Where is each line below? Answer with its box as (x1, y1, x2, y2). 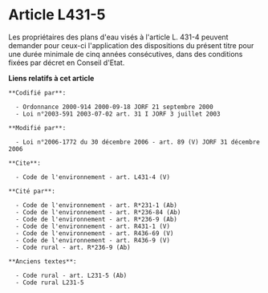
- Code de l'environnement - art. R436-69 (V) (15, 229, 174, 238)
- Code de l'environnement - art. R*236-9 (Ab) (15, 215, 178, 223)
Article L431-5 (8, 6, 106, 24)
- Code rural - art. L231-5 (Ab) (15, 271, 128, 279)
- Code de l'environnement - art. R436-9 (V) (15, 236, 171, 244)
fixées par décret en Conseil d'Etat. (8, 58, 125, 67)
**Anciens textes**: (8, 257, 78, 266)
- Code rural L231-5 (15, 279, 84, 287)
